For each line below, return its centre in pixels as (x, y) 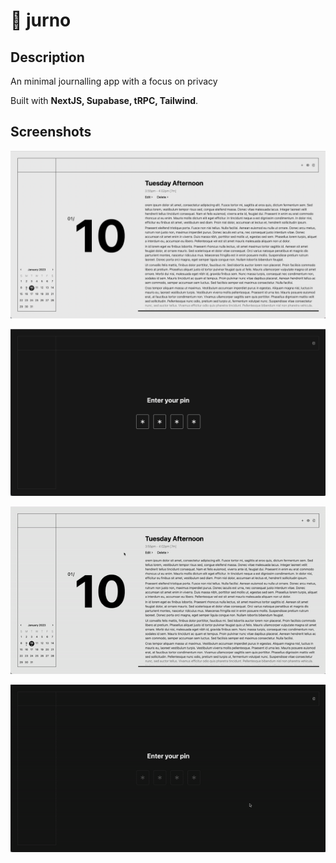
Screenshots (51, 132)
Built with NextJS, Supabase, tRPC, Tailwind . (104, 100)
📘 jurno (41, 20)
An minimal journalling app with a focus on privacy (114, 81)
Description (47, 57)
